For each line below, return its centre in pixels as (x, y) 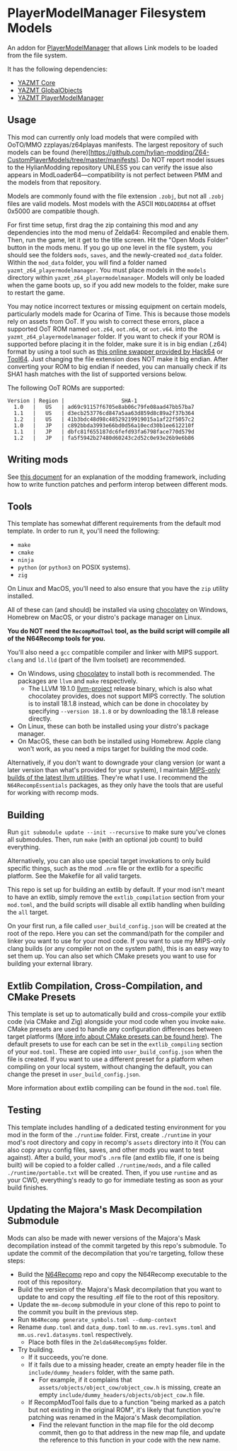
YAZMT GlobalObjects (50, 90)
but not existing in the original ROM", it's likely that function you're (125, 1410)
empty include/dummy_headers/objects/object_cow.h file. (122, 1394)
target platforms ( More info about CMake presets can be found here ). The (115, 1037)
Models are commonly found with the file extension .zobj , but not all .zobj (116, 196)
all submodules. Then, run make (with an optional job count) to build (105, 840)
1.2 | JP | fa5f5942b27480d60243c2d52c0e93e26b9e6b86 (104, 438)
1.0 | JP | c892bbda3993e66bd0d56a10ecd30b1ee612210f (104, 425)
